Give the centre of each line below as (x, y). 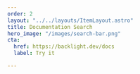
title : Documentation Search (50, 27)
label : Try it (34, 54)
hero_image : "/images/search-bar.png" (64, 33)
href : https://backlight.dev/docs (64, 47)
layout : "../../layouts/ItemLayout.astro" (70, 20)
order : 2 (20, 14)
